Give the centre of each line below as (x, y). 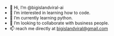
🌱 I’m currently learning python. (41, 18)
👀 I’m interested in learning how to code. (50, 13)
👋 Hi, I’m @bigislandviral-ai (37, 8)
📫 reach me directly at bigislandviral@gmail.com (59, 28)
